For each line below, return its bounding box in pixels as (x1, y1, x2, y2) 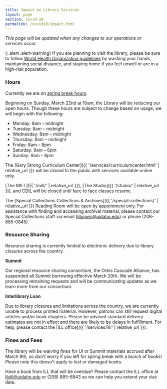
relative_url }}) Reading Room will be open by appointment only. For (5, 203, 144, 209)
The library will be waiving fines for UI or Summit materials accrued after (5, 348, 154, 354)
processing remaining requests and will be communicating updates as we (5, 278, 156, 284)
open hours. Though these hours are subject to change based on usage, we (5, 105, 161, 111)
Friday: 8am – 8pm (12, 142, 51, 148)
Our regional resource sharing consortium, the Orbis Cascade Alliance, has (5, 267, 160, 274)
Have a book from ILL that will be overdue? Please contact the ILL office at (5, 368, 158, 374)
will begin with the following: (5, 110, 64, 116)
